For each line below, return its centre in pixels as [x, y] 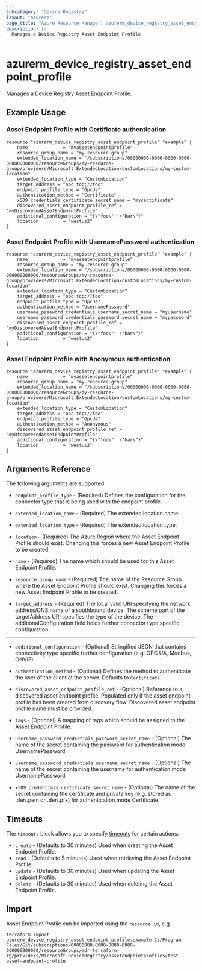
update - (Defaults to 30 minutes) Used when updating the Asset [95, 871]
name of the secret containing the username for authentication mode [100, 769]
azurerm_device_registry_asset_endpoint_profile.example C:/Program [94, 940]
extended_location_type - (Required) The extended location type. [96, 525]
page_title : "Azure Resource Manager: [55, 23]
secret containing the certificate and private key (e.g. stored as [93, 794]
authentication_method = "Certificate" [67, 195]
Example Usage [36, 112]
